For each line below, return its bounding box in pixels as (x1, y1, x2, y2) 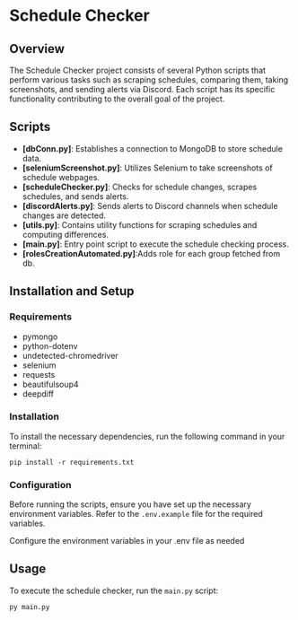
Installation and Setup (9, 284, 135, 299)
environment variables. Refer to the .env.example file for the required (9, 509, 263, 520)
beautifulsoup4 (22, 379, 79, 389)
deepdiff (22, 388, 55, 399)
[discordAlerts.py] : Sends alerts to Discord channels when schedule (22, 200, 278, 211)
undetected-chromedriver (22, 350, 118, 361)
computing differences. (22, 229, 110, 240)
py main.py (9, 602, 50, 611)
